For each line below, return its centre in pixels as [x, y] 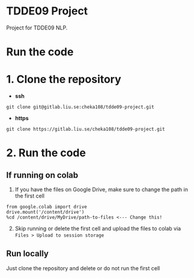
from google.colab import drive [47, 207]
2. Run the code [46, 153]
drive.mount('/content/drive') [45, 212]
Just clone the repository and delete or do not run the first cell [83, 268]
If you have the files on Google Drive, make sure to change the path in [101, 190]
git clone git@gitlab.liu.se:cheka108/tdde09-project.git [80, 107]
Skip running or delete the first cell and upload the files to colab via [98, 229]
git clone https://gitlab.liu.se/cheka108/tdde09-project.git [86, 129]
